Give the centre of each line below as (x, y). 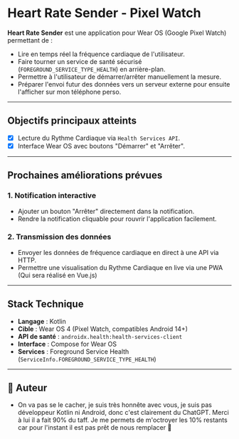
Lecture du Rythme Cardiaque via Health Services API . (99, 138)
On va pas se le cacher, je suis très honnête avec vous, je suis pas (115, 405)
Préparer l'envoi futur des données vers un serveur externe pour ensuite (124, 84)
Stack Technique (46, 304)
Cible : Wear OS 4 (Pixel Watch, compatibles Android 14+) (103, 329)
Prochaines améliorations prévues (85, 175)
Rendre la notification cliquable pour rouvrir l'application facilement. (117, 219)
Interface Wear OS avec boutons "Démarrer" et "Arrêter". (101, 146)
